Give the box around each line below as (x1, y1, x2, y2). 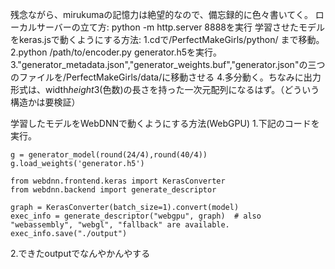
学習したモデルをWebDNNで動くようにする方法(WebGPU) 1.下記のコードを (10, 118, 320, 129)
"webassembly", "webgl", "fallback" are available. (10, 220, 230, 230)
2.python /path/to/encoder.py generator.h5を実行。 (10, 46, 223, 58)
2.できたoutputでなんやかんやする (10, 248, 151, 259)
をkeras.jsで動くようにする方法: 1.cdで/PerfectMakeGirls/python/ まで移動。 (10, 34, 325, 45)
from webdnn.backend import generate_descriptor (10, 185, 217, 195)
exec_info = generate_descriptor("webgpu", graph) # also (10, 211, 262, 221)
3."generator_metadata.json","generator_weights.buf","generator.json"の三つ (10, 59, 326, 70)
